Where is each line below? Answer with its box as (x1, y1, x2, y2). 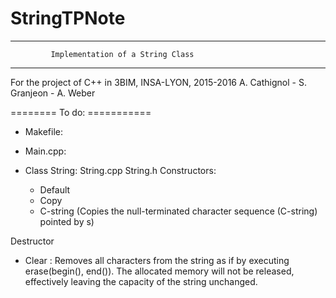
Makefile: (24, 125, 63, 137)
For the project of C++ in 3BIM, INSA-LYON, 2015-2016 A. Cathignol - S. (10, 76, 307, 88)
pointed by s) (39, 215, 95, 227)
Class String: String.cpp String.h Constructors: (24, 164, 217, 176)
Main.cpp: (24, 145, 67, 157)
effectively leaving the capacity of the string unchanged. (24, 275, 258, 287)
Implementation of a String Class (50, 49, 195, 59)
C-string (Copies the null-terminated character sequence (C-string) (39, 205, 318, 217)
